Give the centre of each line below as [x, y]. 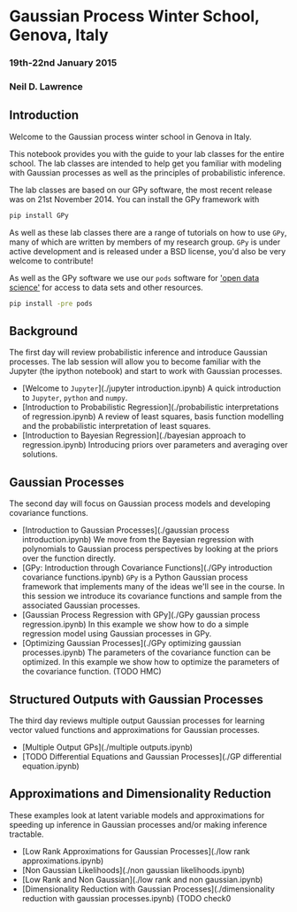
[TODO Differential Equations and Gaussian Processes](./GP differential [152, 757]
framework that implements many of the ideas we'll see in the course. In [153, 587]
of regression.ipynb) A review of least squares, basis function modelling [153, 417]
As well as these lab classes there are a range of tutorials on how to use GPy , [148, 232]
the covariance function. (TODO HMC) [91, 672]
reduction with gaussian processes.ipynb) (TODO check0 [126, 898]
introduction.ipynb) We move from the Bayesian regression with [138, 540]
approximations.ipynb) [63, 861]
